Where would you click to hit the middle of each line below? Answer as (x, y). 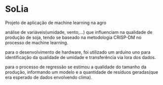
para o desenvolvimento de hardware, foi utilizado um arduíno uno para (78, 52)
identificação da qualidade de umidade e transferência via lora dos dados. (81, 57)
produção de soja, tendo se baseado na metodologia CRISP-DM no (73, 37)
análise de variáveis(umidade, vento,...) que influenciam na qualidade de (79, 32)
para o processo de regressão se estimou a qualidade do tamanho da (76, 67)
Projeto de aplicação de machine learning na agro (56, 23)
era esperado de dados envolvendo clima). (49, 77)
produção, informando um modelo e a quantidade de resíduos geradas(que (82, 72)
